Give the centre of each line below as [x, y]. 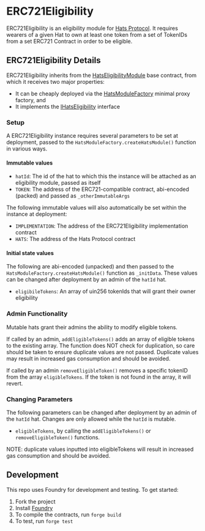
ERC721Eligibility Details [54, 60]
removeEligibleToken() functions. [57, 437]
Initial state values [30, 253]
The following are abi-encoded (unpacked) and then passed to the [90, 267]
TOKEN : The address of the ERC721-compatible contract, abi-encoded [102, 189]
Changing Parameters [40, 399]
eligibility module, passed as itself [58, 183]
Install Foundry [34, 508]
